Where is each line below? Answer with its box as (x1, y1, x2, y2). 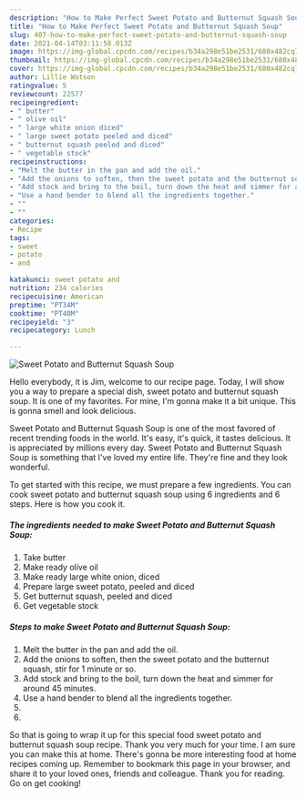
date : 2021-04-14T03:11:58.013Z (9, 38, 132, 48)
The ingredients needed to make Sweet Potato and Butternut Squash (9, 520, 276, 530)
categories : (9, 216, 55, 226)
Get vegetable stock (22, 601, 98, 611)
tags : (9, 233, 30, 242)
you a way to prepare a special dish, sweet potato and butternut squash (9, 386, 279, 397)
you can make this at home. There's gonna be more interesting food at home (9, 749, 297, 760)
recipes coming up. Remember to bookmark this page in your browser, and (9, 759, 291, 770)
